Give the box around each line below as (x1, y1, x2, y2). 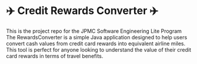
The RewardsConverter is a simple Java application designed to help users (6, 33, 188, 41)
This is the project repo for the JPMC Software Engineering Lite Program (6, 27, 182, 35)
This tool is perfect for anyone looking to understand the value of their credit (6, 46, 191, 53)
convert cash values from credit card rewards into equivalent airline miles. (6, 40, 186, 47)
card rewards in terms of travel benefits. (6, 52, 103, 59)
